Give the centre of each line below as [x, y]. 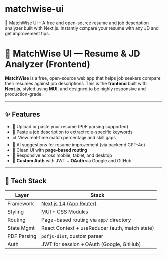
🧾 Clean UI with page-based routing [50, 150]
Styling [16, 212]
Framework [21, 203]
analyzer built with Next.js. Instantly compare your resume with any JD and [82, 28]
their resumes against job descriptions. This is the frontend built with [76, 83]
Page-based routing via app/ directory [86, 220]
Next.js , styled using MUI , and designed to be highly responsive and [75, 89]
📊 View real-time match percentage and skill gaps [64, 137]
